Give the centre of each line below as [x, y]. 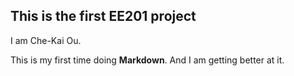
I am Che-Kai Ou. [46, 40]
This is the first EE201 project [103, 16]
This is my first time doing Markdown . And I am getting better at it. [147, 60]
